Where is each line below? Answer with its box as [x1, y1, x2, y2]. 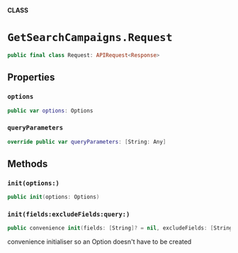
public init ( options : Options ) [7, 193, 100, 201]
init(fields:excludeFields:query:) [7, 210, 130, 219]
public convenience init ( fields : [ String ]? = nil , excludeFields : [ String [7, 225, 233, 232]
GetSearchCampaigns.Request [7, 31, 173, 45]
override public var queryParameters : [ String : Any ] [7, 138, 166, 145]
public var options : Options [7, 107, 93, 114]
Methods [7, 158, 48, 170]
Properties [7, 71, 55, 84]
